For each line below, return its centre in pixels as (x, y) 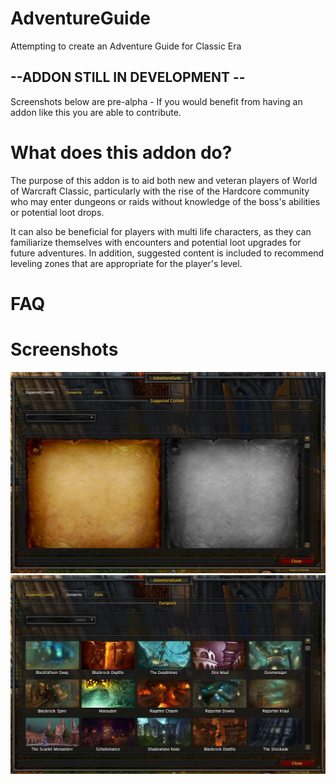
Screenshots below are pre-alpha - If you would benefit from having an (156, 101)
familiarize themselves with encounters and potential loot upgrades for (156, 242)
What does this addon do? (121, 152)
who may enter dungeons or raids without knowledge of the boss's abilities (165, 201)
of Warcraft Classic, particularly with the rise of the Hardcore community (160, 191)
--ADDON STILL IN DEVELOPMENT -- (128, 77)
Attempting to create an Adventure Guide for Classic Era (126, 46)
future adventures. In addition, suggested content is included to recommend (167, 253)
